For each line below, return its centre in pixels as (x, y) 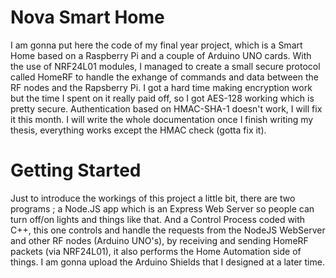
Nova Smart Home (87, 17)
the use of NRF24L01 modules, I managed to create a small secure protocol (165, 66)
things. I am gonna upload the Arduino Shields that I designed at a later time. (167, 262)
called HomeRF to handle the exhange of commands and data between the (164, 77)
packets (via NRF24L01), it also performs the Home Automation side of (156, 251)
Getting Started (76, 170)
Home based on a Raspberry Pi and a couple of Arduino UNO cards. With (161, 55)
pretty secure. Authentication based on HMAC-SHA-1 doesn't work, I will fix (166, 108)
